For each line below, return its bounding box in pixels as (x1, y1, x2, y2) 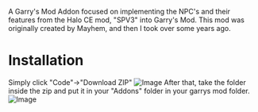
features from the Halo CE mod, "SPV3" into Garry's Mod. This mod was (8, 15, 245, 25)
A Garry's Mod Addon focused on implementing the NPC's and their (8, 7, 231, 16)
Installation (8, 52, 84, 70)
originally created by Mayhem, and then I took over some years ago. (8, 24, 232, 33)
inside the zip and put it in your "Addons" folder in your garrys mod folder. (8, 86, 250, 95)
